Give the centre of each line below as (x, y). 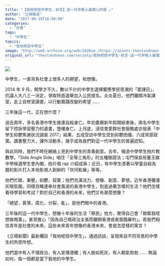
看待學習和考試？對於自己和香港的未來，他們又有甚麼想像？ (65, 192)
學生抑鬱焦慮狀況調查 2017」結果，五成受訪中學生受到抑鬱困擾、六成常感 (79, 135)
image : (12, 51)
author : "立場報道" (24, 14)
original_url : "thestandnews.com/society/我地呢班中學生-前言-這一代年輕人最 (81, 55)
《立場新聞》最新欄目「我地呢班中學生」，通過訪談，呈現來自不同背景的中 (79, 236)
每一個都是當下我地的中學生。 (48, 259)
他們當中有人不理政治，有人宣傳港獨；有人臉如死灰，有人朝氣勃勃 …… (76, 253)
